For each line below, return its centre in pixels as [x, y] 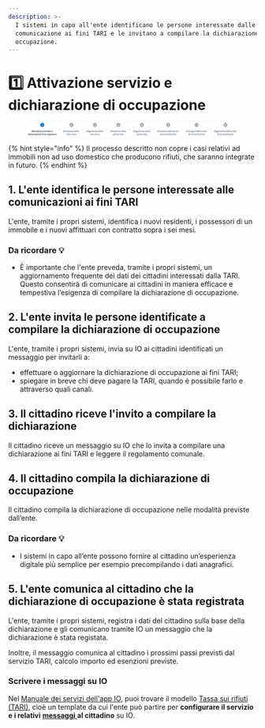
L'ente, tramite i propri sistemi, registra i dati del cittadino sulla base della [127, 621]
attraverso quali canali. [56, 389]
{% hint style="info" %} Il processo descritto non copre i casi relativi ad [124, 148]
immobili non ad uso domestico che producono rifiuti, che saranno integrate [131, 156]
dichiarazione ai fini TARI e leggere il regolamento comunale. [106, 453]
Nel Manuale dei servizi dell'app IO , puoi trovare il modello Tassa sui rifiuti [128, 698]
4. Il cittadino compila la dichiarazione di [109, 478]
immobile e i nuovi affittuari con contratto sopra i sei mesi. [103, 230]
